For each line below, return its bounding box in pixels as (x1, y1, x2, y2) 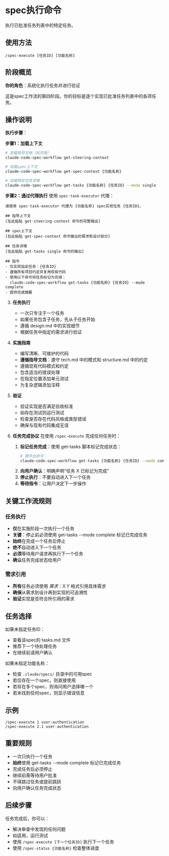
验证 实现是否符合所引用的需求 (12, 596, 74, 602)
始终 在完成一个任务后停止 (12, 538, 66, 544)
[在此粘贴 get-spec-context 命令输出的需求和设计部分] (5, 234, 111, 239)
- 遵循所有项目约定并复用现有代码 (5, 269, 66, 275)
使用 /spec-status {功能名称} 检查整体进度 (12, 845, 100, 851)
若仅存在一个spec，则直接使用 (12, 677, 76, 683)
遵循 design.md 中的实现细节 (20, 322, 80, 328)
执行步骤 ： (5, 129, 28, 136)
